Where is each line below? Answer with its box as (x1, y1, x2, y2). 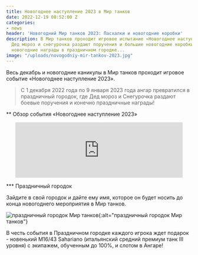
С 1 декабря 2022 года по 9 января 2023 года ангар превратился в (20, 86, 190, 93)
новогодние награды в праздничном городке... (11, 47, 126, 53)
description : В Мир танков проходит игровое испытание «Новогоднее (6, 36, 176, 42)
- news (6, 25, 22, 31)
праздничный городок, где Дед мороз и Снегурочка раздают (20, 93, 176, 100)
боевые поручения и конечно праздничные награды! (20, 99, 155, 106)
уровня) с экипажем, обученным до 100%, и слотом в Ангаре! (6, 241, 164, 249)
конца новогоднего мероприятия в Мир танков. (6, 200, 127, 207)
